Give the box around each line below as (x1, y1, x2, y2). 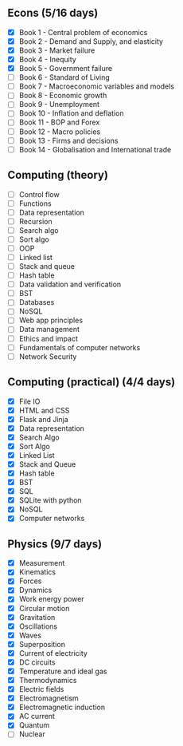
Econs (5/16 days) (7, 6, 99, 20)
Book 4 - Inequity (18, 55, 76, 64)
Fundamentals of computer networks (18, 342, 141, 352)
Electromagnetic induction (18, 702, 105, 712)
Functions (18, 199, 53, 208)
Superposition (18, 639, 65, 649)
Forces (18, 576, 42, 586)
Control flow (18, 189, 60, 199)
